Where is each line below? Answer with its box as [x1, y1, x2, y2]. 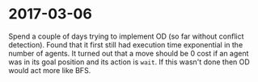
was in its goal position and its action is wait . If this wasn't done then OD [8, 57, 251, 67]
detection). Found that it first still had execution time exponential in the [8, 39, 243, 49]
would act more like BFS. [8, 65, 91, 75]
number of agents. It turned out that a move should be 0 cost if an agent [8, 48, 249, 58]
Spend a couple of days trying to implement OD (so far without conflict [8, 31, 244, 41]
